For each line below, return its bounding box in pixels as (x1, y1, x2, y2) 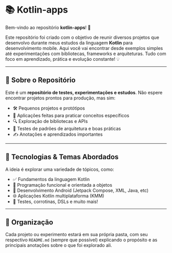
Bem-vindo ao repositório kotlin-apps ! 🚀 (5, 24, 91, 31)
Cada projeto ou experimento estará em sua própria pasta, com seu (5, 232, 148, 238)
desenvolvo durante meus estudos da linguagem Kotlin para (5, 39, 133, 46)
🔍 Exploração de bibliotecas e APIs (12, 118, 88, 124)
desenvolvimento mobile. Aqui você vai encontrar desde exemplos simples (5, 45, 163, 51)
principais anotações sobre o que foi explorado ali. (5, 242, 113, 248)
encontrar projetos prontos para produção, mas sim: (5, 95, 116, 101)
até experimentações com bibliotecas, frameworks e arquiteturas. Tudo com (5, 50, 166, 57)
